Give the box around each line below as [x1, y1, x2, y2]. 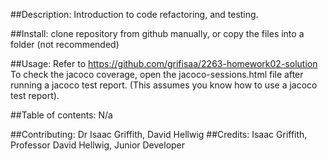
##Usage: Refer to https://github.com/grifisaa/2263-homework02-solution [10, 58, 318, 69]
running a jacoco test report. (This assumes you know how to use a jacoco [10, 79, 318, 91]
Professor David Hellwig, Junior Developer [10, 139, 186, 151]
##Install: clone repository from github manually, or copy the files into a [10, 28, 305, 39]
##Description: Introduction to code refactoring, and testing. [10, 9, 259, 20]
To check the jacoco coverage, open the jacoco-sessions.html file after [10, 69, 304, 80]
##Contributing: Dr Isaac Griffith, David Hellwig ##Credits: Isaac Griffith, [10, 129, 308, 140]
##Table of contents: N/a [10, 109, 113, 121]
